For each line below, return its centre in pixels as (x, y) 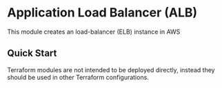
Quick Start (32, 53)
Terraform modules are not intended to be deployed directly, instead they (111, 69)
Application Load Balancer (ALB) (102, 13)
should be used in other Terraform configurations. (78, 77)
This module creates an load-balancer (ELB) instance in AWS (94, 32)
